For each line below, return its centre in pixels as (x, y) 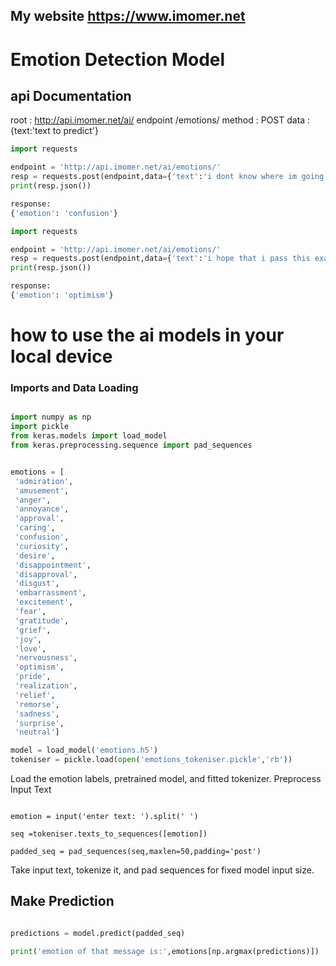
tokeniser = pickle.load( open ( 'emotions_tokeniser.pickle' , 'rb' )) (151, 760)
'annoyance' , (42, 509)
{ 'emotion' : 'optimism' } (62, 295)
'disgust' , (37, 584)
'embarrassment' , (50, 593)
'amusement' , (42, 490)
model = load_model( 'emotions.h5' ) (84, 750)
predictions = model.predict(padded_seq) (98, 933)
